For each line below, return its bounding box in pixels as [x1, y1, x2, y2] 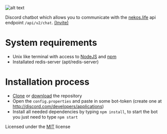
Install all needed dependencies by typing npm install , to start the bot [12, 109, 158, 115]
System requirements [5, 37, 97, 48]
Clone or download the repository [12, 93, 82, 99]
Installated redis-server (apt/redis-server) [12, 59, 99, 65]
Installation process [5, 76, 90, 88]
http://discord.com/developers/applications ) [12, 103, 104, 109]
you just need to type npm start [12, 114, 78, 120]
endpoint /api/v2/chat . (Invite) [5, 20, 69, 25]
